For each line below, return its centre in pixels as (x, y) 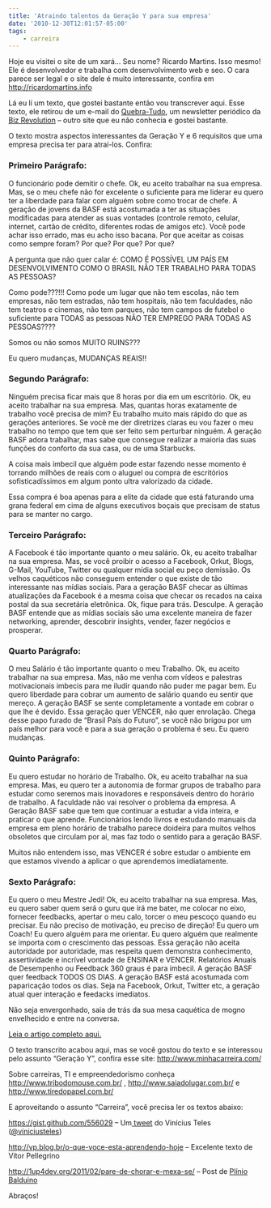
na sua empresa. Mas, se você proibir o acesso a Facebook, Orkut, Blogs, (131, 561)
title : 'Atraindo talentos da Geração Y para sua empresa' (110, 16)
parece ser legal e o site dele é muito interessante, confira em (111, 79)
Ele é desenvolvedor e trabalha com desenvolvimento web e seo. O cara (129, 70)
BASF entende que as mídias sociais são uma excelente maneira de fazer (130, 613)
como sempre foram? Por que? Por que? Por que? (91, 243)
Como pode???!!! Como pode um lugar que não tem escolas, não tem (124, 292)
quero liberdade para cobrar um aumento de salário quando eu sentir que (131, 694)
